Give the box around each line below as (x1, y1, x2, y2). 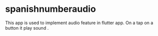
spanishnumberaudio (5, 3, 96, 15)
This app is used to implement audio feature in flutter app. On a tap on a (5, 20, 153, 26)
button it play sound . (5, 25, 49, 31)
